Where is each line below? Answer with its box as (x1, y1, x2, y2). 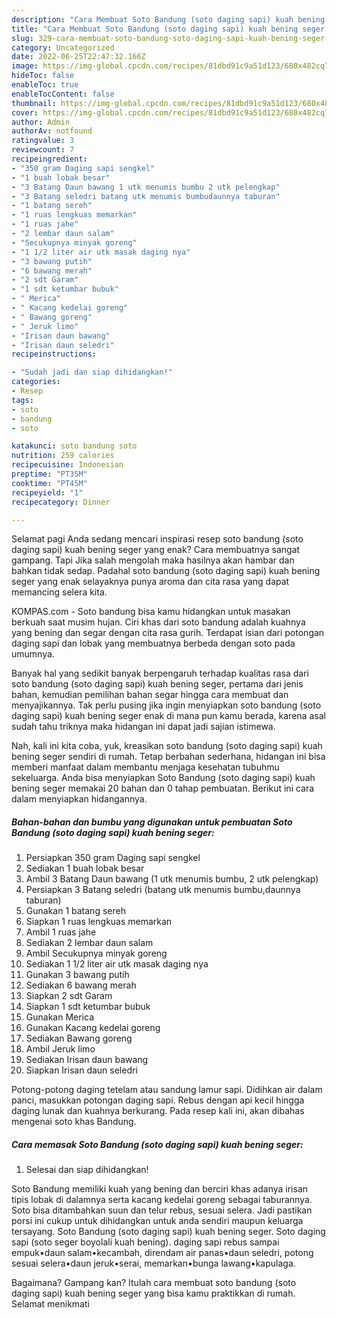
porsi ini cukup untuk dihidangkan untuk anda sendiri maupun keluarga (11, 1215, 304, 1227)
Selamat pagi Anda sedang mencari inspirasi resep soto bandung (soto (11, 533, 304, 545)
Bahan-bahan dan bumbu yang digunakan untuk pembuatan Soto (11, 816, 293, 828)
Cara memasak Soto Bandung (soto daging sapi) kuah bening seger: (11, 1138, 304, 1150)
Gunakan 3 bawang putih (25, 969, 130, 981)
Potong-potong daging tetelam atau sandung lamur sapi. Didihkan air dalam (11, 1084, 323, 1096)
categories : (11, 377, 61, 387)
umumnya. (11, 648, 55, 660)
